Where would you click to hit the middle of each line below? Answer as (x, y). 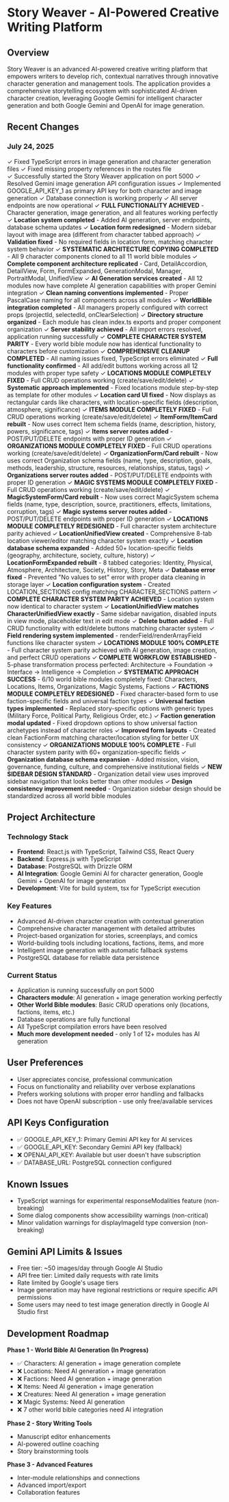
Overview (28, 52)
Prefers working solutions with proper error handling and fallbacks (110, 1094)
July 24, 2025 (31, 147)
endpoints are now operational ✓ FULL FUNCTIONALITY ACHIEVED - (106, 205)
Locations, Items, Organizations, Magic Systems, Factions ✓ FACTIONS (108, 686)
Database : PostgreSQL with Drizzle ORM (75, 867)
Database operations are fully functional (73, 1019)
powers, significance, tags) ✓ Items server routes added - (90, 431)
